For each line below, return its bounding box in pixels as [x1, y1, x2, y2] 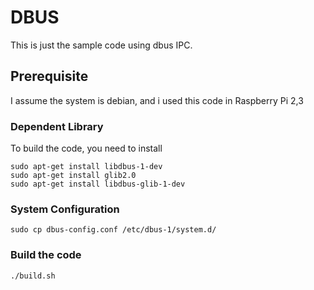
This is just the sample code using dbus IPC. [10, 39, 193, 51]
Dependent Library [10, 119, 104, 133]
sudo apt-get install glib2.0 [10, 171, 137, 181]
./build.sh [10, 271, 56, 281]
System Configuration [10, 202, 120, 216]
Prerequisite [10, 68, 89, 85]
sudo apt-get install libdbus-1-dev [10, 162, 163, 172]
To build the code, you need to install [10, 142, 163, 155]
